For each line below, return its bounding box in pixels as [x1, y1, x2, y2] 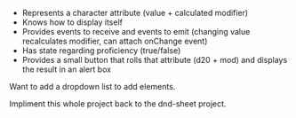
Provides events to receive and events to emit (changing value [21, 27, 251, 36]
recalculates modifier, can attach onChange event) [21, 35, 208, 46]
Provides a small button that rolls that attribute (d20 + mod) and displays [21, 55, 288, 65]
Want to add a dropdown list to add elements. [9, 82, 176, 91]
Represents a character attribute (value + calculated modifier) [21, 8, 249, 18]
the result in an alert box [21, 64, 112, 75]
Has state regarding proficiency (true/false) [21, 45, 181, 56]
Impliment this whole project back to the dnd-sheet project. [9, 98, 227, 109]
